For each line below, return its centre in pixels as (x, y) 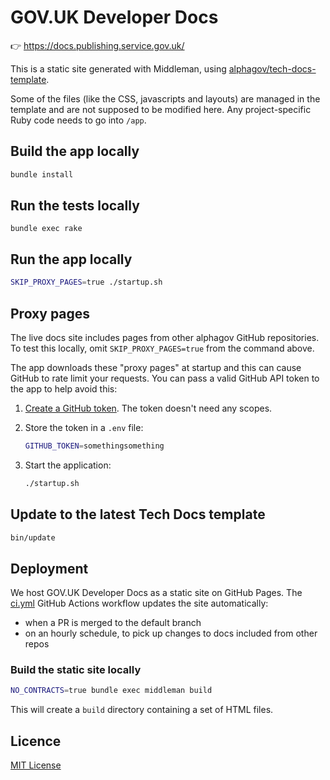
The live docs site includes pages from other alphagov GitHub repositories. (165, 337)
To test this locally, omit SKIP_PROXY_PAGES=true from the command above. (162, 348)
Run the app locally (71, 259)
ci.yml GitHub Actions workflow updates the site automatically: (139, 603)
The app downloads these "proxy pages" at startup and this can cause (156, 367)
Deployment (49, 568)
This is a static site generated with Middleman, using (118, 68)
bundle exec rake (46, 229)
